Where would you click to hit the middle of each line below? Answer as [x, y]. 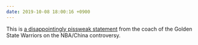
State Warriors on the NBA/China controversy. [63, 35]
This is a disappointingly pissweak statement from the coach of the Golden [99, 29]
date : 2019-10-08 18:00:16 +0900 [48, 12]
